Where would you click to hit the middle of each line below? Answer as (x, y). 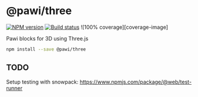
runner (14, 88)
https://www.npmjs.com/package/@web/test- (136, 82)
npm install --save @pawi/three (46, 49)
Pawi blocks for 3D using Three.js (47, 38)
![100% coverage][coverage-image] (124, 27)
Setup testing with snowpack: (42, 82)
